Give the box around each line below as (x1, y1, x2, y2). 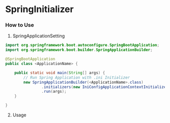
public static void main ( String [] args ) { (14, 70, 105, 75)
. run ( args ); (41, 89, 67, 94)
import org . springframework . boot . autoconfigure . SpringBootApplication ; (5, 43, 159, 48)
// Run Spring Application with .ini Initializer (23, 75, 130, 80)
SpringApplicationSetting (12, 33, 65, 39)
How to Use (5, 22, 34, 29)
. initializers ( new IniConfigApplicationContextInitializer (41, 84, 168, 89)
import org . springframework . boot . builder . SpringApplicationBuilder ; (5, 47, 153, 52)
